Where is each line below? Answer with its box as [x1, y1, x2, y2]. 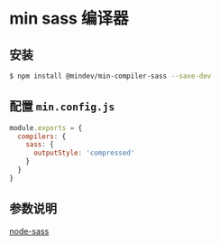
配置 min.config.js [9, 99, 115, 114]
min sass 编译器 [9, 8, 129, 29]
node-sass [9, 225, 50, 236]
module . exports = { [9, 123, 83, 132]
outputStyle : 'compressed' [32, 148, 135, 158]
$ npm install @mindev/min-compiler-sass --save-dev [9, 71, 212, 80]
